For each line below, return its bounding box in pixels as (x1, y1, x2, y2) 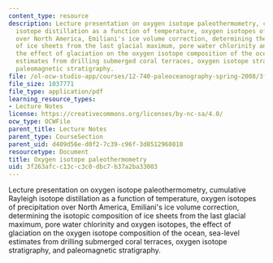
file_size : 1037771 (8, 80, 75, 88)
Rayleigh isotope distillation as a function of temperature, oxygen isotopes (8, 194, 257, 204)
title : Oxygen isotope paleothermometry (8, 155, 148, 163)
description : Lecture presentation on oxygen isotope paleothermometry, (8, 19, 260, 28)
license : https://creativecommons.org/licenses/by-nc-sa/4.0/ (8, 110, 223, 119)
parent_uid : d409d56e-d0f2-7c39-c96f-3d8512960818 (8, 140, 184, 149)
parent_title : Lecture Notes (8, 125, 107, 133)
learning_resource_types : (8, 95, 96, 103)
